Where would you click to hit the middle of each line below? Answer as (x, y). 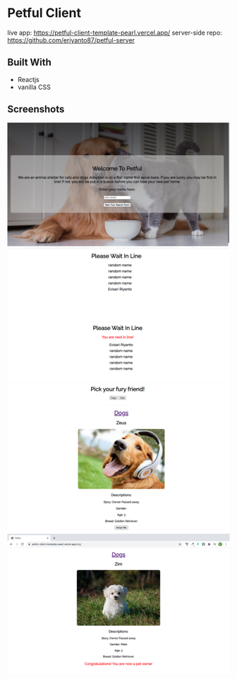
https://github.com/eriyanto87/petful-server (71, 40)
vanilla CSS (34, 87)
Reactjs (29, 79)
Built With (29, 63)
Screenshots (36, 109)
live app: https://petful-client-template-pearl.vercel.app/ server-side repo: (115, 33)
